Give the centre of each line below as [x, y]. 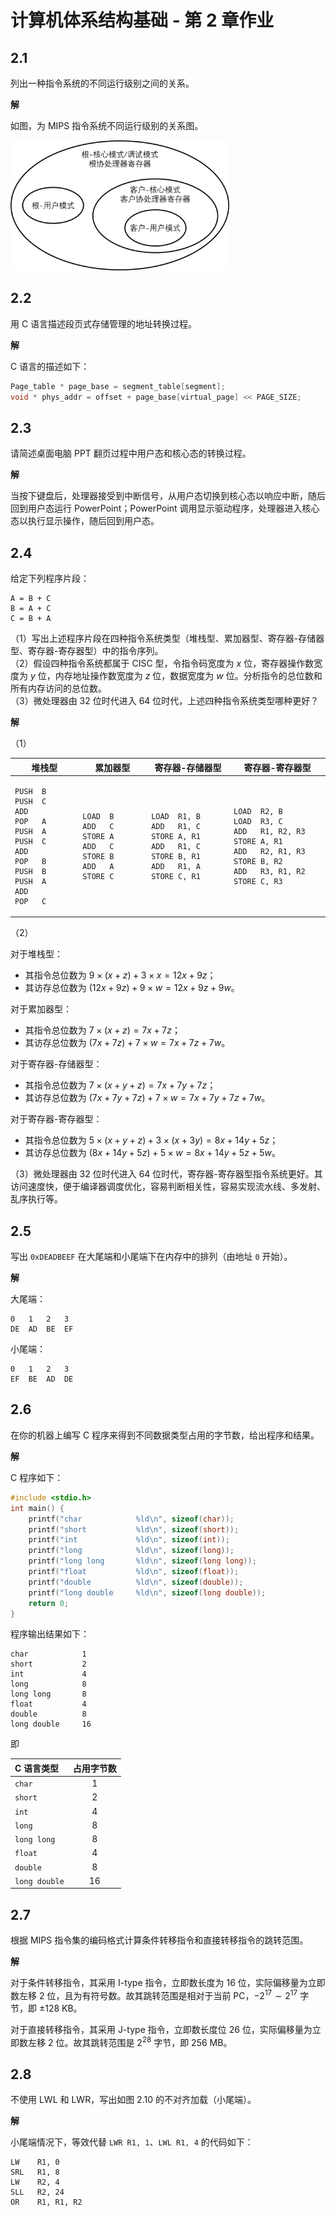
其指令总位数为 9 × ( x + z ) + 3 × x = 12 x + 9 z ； [120, 975]
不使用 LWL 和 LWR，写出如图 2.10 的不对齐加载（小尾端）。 [133, 2100]
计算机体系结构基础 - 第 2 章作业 [142, 20]
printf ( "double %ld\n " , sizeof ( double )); [136, 1582]
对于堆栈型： [36, 954]
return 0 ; [49, 1603]
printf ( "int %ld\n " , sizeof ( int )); [129, 1540]
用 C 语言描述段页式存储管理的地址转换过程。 [104, 323]
